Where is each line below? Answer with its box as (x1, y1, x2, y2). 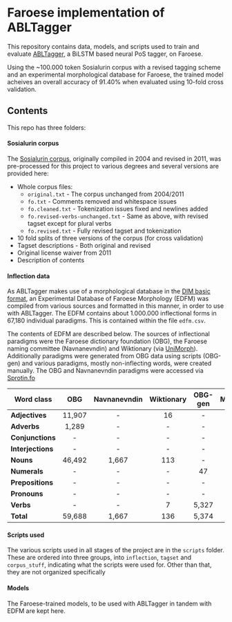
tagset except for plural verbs (27, 219, 112, 227)
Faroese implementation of (7, 5, 165, 21)
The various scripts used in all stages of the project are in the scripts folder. (7, 546, 224, 554)
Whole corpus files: (17, 182, 73, 191)
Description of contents (17, 255, 85, 264)
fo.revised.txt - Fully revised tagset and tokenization (27, 226, 182, 235)
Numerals (10, 467, 43, 476)
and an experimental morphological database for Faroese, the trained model (7, 70, 224, 79)
